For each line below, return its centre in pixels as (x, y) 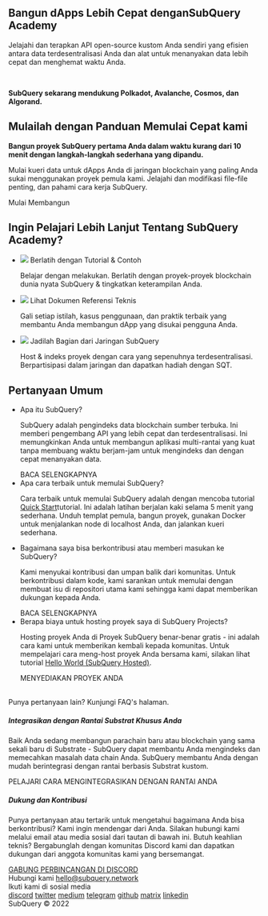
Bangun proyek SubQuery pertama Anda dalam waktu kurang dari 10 (125, 146)
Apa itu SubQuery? (51, 410)
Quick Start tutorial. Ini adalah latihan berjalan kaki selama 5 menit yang (136, 507)
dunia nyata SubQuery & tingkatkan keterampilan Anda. (111, 284)
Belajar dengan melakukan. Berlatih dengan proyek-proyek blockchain (136, 276)
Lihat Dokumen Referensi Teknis (83, 301)
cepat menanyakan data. (61, 459)
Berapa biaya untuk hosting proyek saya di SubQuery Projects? (124, 622)
